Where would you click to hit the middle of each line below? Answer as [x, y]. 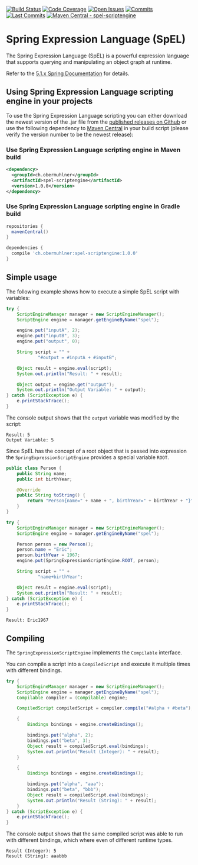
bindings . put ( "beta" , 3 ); [59, 740]
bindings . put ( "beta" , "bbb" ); [64, 790]
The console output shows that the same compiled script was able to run [95, 834]
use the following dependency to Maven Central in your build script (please [97, 128]
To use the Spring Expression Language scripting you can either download [97, 115]
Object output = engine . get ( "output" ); [66, 385]
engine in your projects [49, 101]
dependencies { [25, 248]
